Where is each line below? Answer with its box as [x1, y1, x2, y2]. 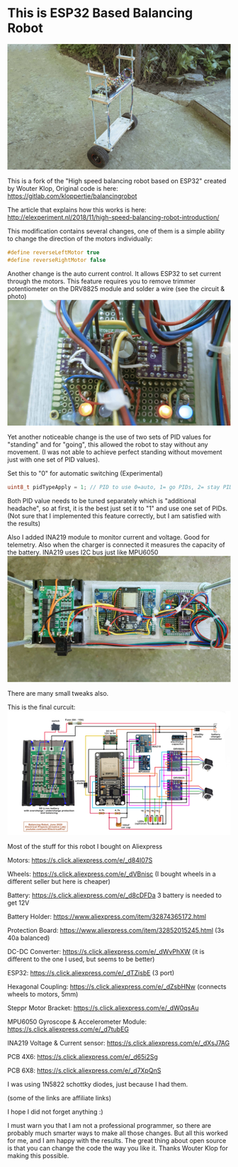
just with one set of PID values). [7, 456, 101, 464]
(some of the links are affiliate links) [7, 1094, 112, 1102]
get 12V [7, 899, 30, 907]
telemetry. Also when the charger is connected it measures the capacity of [7, 541, 225, 549]
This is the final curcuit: [7, 703, 76, 711]
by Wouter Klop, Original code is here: [7, 184, 118, 192]
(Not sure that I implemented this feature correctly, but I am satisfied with [7, 512, 221, 520]
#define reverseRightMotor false [7, 256, 106, 263]
